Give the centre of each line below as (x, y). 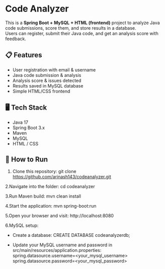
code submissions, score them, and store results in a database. (71, 28)
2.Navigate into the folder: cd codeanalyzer (50, 187)
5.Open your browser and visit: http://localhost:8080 (60, 216)
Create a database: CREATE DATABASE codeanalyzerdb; (71, 235)
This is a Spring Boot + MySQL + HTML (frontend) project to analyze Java (82, 23)
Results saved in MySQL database (48, 85)
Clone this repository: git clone (44, 171)
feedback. (16, 39)
